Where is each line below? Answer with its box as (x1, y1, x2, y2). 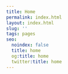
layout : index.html (6, 20, 54, 26)
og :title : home (11, 53, 49, 59)
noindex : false (11, 42, 49, 48)
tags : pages (6, 31, 35, 37)
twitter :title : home (11, 58, 62, 64)
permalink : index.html (6, 14, 62, 20)
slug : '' (6, 25, 28, 32)
